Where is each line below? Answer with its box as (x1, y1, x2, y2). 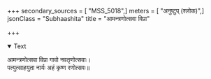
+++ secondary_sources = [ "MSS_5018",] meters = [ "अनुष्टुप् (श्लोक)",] (7, 7, 205, 15)
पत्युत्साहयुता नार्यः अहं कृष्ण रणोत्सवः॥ (7, 64, 90, 71)
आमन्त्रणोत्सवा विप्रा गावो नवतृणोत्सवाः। (7, 56, 92, 64)
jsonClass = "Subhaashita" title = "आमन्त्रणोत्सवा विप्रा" (7, 15, 150, 22)
